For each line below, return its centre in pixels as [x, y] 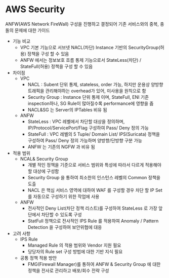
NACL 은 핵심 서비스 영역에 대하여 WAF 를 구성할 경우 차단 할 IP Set [95, 190]
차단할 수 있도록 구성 [61, 214]
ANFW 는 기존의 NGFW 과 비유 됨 [61, 147]
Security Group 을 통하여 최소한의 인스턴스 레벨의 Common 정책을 [94, 177]
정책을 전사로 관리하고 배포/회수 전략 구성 [68, 270]
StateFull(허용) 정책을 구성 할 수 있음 [56, 66]
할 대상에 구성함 [43, 171]
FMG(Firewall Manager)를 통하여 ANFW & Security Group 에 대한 [94, 264]
